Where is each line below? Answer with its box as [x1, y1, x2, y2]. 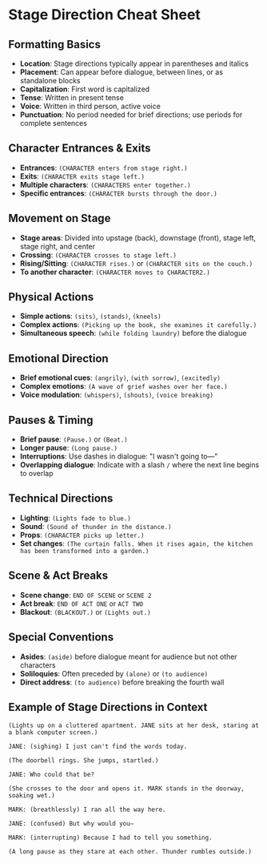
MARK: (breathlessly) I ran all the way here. [8, 805, 166, 814]
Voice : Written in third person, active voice [19, 102, 161, 111]
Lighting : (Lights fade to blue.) [19, 513, 132, 523]
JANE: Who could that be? [8, 771, 94, 779]
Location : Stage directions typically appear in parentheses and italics [19, 59, 249, 68]
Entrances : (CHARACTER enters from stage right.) [19, 163, 188, 172]
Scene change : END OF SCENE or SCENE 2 [19, 590, 152, 600]
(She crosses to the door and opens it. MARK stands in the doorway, [8, 785, 245, 793]
